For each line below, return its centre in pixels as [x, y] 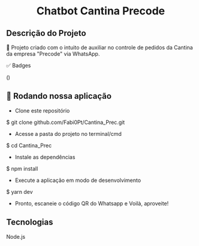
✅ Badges [19, 65]
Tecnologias [30, 222]
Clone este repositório [42, 110]
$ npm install [22, 168]
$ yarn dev [19, 192]
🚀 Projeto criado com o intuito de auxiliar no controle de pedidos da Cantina [99, 47]
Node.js [16, 236]
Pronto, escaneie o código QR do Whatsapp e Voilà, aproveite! [92, 203]
